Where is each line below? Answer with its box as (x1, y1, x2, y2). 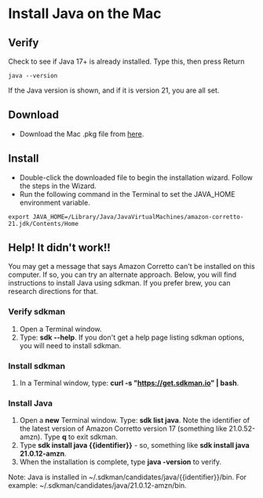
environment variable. (19, 198, 90, 207)
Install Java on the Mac (8, 5, 163, 23)
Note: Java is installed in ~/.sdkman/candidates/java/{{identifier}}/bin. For (8, 472, 247, 482)
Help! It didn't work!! (8, 241, 111, 255)
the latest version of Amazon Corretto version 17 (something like (19, 424, 228, 434)
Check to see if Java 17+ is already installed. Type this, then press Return (8, 56, 245, 66)
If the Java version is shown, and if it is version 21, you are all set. (8, 85, 220, 95)
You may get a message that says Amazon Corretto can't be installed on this (8, 262, 255, 271)
